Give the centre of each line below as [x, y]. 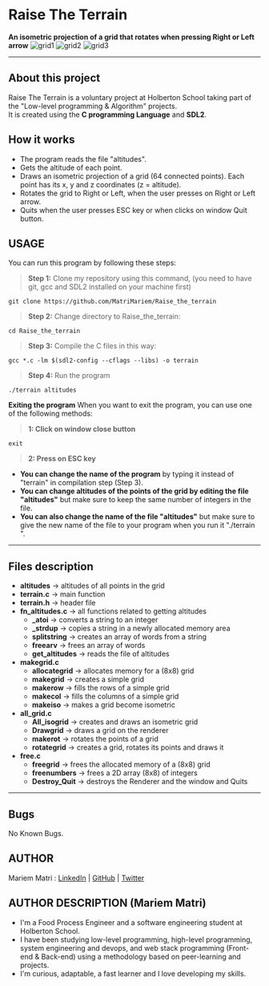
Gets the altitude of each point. [71, 167]
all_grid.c [36, 714]
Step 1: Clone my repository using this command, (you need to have [140, 279]
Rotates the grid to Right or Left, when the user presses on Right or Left [138, 193]
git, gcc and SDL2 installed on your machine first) [110, 287]
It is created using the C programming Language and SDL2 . [107, 115]
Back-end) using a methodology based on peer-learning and [141, 956]
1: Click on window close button [82, 429]
